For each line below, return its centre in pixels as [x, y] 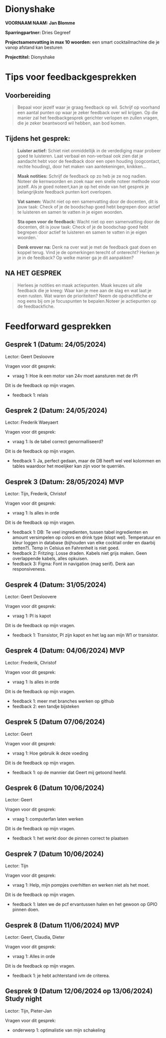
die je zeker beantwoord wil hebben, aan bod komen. [72, 123]
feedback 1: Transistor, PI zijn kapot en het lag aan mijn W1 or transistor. [85, 635]
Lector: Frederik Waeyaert [32, 422]
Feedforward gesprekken [58, 326]
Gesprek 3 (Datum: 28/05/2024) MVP [65, 482]
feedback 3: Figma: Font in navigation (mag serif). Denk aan [73, 564]
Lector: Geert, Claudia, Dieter [35, 937]
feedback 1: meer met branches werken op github [63, 701]
